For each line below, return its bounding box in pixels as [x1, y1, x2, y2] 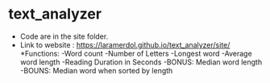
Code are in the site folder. [19, 31, 109, 41]
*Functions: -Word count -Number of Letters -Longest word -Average [19, 48, 252, 58]
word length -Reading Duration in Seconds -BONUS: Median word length [19, 57, 263, 67]
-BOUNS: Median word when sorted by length [19, 65, 173, 75]
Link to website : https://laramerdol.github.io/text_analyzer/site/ [19, 39, 231, 49]
